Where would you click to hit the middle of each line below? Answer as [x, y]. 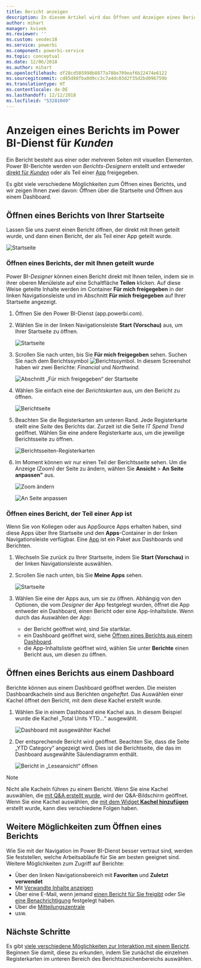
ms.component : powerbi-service [45, 51]
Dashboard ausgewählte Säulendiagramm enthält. [77, 754]
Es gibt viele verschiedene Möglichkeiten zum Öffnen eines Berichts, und [96, 184]
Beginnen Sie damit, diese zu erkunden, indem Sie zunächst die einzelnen [97, 952]
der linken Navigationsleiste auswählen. [64, 564]
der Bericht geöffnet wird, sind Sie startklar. [77, 629]
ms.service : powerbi [32, 45]
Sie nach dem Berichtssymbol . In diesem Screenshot [103, 361]
